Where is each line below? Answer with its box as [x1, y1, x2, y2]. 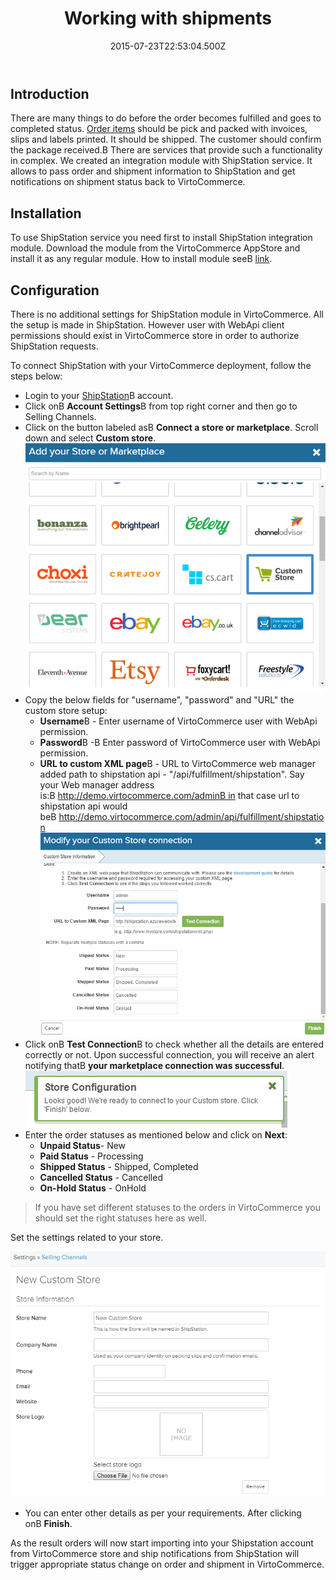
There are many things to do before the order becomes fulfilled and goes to [10, 112, 322, 124]
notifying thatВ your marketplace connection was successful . [24, 1060, 285, 1072]
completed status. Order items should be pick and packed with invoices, [10, 123, 308, 135]
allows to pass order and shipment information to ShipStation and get [10, 165, 296, 177]
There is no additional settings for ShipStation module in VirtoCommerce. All [10, 308, 325, 320]
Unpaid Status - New [39, 1140, 127, 1152]
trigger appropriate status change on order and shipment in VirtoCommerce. [10, 1558, 325, 1571]
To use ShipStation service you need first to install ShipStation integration [10, 232, 313, 244]
